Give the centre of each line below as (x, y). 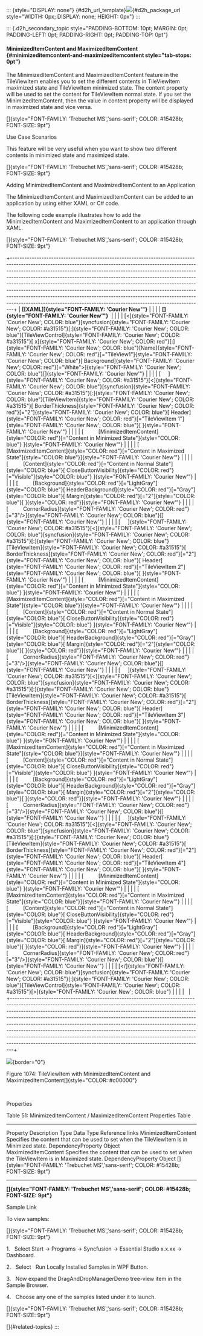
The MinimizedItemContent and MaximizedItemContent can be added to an (100, 197)
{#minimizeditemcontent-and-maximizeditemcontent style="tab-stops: (99, 55)
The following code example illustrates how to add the (73, 215)
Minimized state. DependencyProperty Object (63, 1146)
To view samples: (28, 1219)
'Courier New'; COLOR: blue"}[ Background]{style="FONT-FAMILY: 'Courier (100, 361)
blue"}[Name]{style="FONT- (159, 348)
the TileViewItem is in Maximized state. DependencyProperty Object (91, 1159)
